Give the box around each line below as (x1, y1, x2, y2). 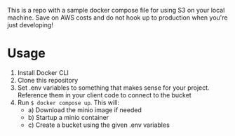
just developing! (7, 21, 54, 29)
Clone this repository (17, 76, 79, 84)
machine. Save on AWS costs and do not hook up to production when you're (7, 13, 228, 22)
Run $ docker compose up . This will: (17, 98, 119, 107)
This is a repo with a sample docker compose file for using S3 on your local (7, 6, 225, 14)
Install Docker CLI (17, 68, 69, 76)
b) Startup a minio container (27, 113, 109, 121)
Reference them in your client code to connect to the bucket (17, 90, 192, 99)
